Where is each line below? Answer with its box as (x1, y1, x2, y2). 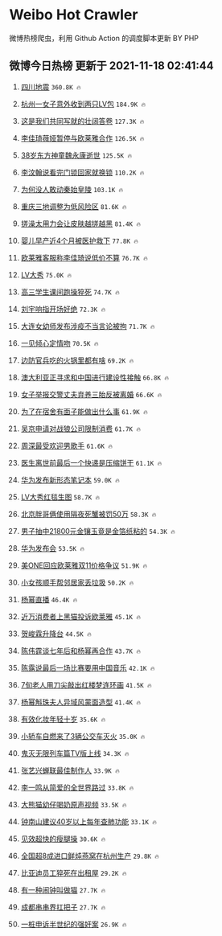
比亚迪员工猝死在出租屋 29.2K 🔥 (20, 868, 127, 877)
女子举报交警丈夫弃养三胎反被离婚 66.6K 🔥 (20, 389, 162, 399)
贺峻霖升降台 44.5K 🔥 (20, 629, 92, 638)
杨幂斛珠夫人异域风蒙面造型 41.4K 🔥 (20, 697, 142, 707)
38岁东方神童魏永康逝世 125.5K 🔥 (20, 150, 132, 160)
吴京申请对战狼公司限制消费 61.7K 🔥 (20, 424, 142, 433)
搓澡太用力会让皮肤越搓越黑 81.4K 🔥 (20, 219, 142, 228)
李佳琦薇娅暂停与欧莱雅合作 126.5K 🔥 (20, 133, 145, 142)
